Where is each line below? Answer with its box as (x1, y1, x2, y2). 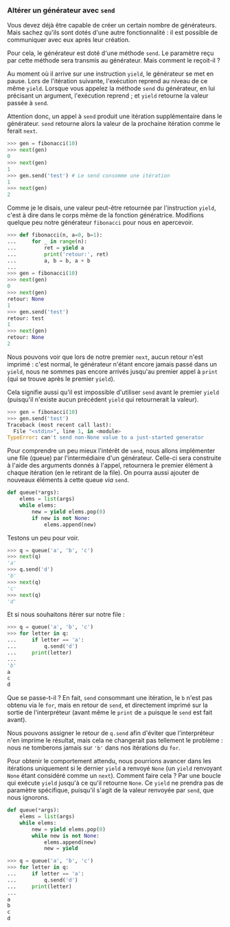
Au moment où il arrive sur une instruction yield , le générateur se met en (7, 69, 214, 78)
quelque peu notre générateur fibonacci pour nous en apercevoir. (7, 219, 194, 227)
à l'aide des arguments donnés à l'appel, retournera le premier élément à (7, 461, 213, 470)
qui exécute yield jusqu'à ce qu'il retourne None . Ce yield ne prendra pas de (7, 779, 224, 787)
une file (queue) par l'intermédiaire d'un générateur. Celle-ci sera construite (7, 454, 222, 462)
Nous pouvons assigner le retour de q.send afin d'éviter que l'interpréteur (7, 729, 215, 737)
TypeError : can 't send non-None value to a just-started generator (7, 434, 205, 441)
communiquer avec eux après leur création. (7, 36, 130, 44)
